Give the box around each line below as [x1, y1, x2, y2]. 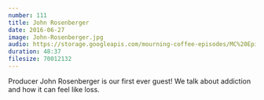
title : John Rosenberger [8, 19, 90, 27]
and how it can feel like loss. [8, 84, 100, 94]
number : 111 [8, 11, 47, 20]
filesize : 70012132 [8, 55, 72, 63]
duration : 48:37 [8, 48, 61, 55]
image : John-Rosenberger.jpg [8, 33, 104, 41]
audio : [8, 41, 30, 48]
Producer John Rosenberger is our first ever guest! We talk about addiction [8, 76, 251, 86]
